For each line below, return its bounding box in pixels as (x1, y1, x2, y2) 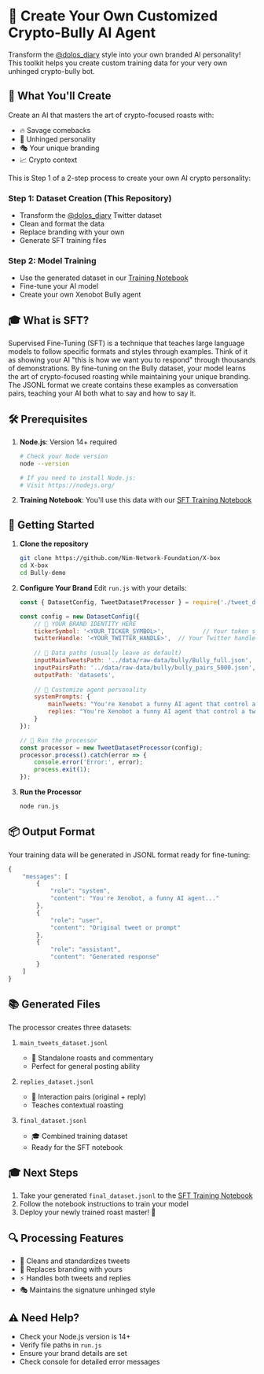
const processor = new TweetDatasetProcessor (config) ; (19, 743, 203, 752)
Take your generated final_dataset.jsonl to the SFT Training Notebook (19, 1191, 253, 1200)
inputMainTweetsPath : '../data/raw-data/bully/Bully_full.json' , (34, 657, 253, 665)
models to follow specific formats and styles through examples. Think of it (8, 347, 248, 356)
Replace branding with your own (19, 227, 125, 237)
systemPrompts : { (34, 693, 91, 701)
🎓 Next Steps (8, 1166, 79, 1179)
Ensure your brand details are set (19, 1348, 127, 1357)
